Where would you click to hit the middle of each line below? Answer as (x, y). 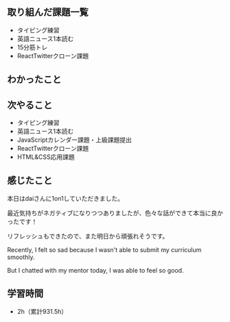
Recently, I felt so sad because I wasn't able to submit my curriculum (104, 249)
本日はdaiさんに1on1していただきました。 (65, 198)
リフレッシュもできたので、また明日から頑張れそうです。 (88, 236)
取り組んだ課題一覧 (48, 12)
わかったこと (34, 80)
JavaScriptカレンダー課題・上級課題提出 (74, 140)
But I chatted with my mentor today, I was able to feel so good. (95, 270)
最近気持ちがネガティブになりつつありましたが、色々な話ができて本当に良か (115, 213)
